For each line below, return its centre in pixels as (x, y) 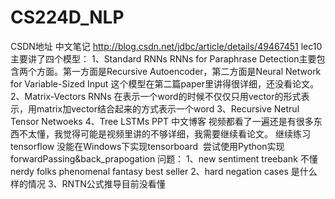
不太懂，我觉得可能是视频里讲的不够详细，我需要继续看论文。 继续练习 (164, 133)
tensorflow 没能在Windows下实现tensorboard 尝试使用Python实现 (147, 146)
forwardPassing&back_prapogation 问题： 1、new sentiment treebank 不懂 (164, 158)
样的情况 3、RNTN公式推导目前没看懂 (88, 183)
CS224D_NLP (67, 17)
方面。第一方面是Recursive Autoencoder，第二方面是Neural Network (179, 71)
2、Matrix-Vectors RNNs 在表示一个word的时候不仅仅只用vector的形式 (156, 96)
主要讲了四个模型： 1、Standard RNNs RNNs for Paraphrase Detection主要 (163, 58)
